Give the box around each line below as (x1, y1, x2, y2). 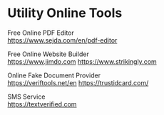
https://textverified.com (7, 99, 77, 108)
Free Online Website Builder (7, 50, 89, 58)
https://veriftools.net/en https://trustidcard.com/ (7, 78, 149, 87)
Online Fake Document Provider (7, 71, 101, 80)
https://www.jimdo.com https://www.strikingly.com (7, 57, 157, 65)
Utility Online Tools (7, 5, 123, 21)
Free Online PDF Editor (7, 28, 75, 37)
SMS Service (7, 92, 46, 101)
